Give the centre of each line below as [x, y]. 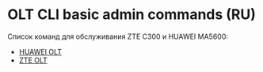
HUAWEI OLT [40, 51]
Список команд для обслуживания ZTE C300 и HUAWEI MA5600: [118, 36]
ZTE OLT [33, 60]
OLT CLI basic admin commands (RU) [132, 15]
